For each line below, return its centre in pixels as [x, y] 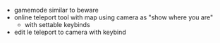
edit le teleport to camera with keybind [70, 32]
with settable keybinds [57, 25]
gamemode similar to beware [56, 10]
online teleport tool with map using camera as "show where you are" [114, 17]
